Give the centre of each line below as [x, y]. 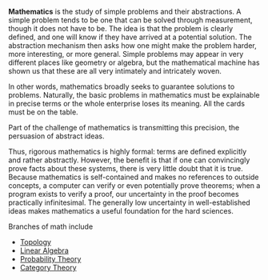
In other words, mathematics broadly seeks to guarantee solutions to [122, 86]
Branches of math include [51, 226]
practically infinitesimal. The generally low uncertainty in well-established [129, 202]
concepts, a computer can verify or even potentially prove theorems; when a [134, 186]
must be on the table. [43, 112]
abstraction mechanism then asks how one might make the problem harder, [133, 46]
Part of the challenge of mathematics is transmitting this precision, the [124, 128]
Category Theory [48, 268]
